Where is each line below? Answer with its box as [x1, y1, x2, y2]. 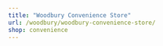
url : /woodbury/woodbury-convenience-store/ [8, 19, 156, 27]
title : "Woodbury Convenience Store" [8, 11, 132, 19]
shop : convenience [8, 26, 68, 34]
